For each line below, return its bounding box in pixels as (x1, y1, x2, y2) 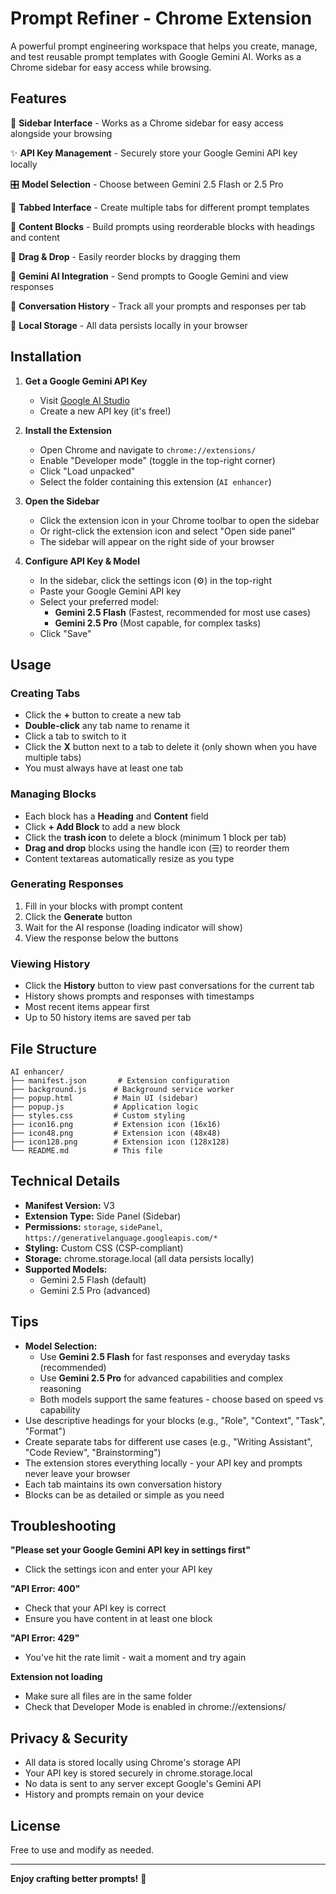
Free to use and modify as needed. (10, 1844, 155, 1856)
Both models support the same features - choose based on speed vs (39, 1393, 324, 1405)
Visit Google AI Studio (39, 394, 130, 406)
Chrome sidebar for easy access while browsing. (10, 61, 212, 73)
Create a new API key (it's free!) (39, 405, 172, 417)
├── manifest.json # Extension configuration (10, 1075, 230, 1086)
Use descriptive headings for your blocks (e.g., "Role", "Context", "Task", (24, 1414, 326, 1426)
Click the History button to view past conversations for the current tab (24, 980, 315, 992)
